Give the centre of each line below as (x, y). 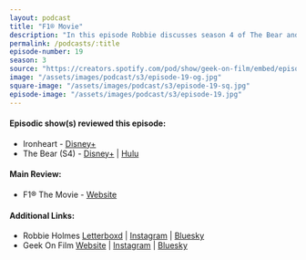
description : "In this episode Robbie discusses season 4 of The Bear (146, 35)
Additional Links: (42, 215)
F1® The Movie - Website (70, 194)
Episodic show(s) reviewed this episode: (88, 123)
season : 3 (28, 60)
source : (24, 69)
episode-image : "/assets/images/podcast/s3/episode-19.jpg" (126, 94)
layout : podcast (40, 18)
